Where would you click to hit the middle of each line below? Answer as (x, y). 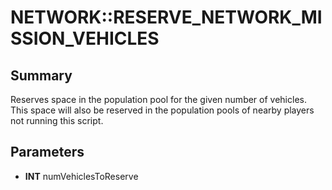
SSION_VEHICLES (85, 38)
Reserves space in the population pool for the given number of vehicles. (158, 99)
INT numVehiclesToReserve (81, 176)
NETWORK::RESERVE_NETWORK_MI (166, 17)
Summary (41, 75)
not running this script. (57, 120)
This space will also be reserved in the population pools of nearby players (162, 110)
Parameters (47, 152)
